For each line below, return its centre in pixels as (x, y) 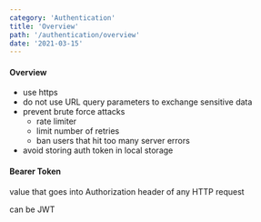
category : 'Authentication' (63, 18)
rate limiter (56, 121)
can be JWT (32, 209)
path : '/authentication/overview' (75, 35)
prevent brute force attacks (74, 112)
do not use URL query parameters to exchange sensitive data (137, 102)
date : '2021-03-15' (46, 43)
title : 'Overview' (44, 26)
